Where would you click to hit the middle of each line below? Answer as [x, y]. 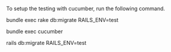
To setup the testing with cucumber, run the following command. [86, 9]
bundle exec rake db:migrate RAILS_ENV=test [62, 20]
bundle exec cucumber [35, 31]
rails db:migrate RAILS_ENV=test [46, 43]
